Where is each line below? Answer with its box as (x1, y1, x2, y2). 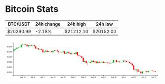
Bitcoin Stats (5, 3, 59, 15)
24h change (35, 21, 61, 27)
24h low (95, 21, 113, 27)
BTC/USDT (8, 21, 31, 27)
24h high (67, 21, 86, 27)
